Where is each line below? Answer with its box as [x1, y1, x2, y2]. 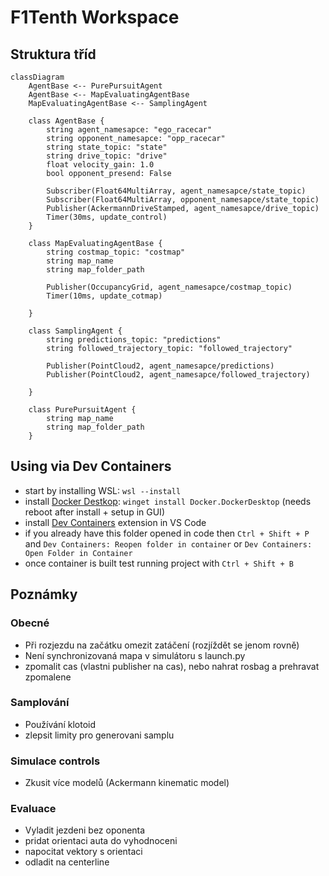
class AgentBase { [28, 116, 105, 126]
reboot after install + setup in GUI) [24, 506, 165, 518]
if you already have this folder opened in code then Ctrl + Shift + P [24, 527, 310, 539]
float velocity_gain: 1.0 [46, 160, 155, 170]
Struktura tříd [10, 46, 97, 63]
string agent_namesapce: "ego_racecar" [46, 125, 213, 135]
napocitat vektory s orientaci [24, 846, 143, 858]
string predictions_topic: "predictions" [46, 335, 222, 345]
